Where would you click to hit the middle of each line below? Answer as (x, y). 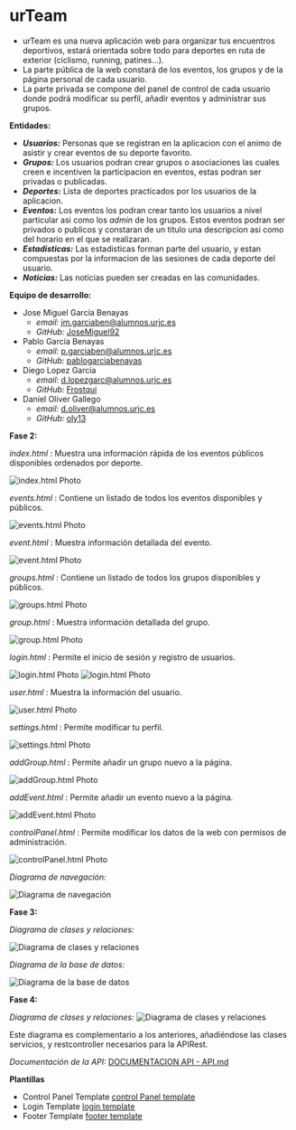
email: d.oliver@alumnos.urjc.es (96, 409)
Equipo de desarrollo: (51, 295)
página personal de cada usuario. (84, 79)
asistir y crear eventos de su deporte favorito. (107, 152)
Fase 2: (23, 436)
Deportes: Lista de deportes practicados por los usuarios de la (139, 191)
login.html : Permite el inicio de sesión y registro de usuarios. (123, 657)
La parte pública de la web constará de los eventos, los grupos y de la (153, 70)
